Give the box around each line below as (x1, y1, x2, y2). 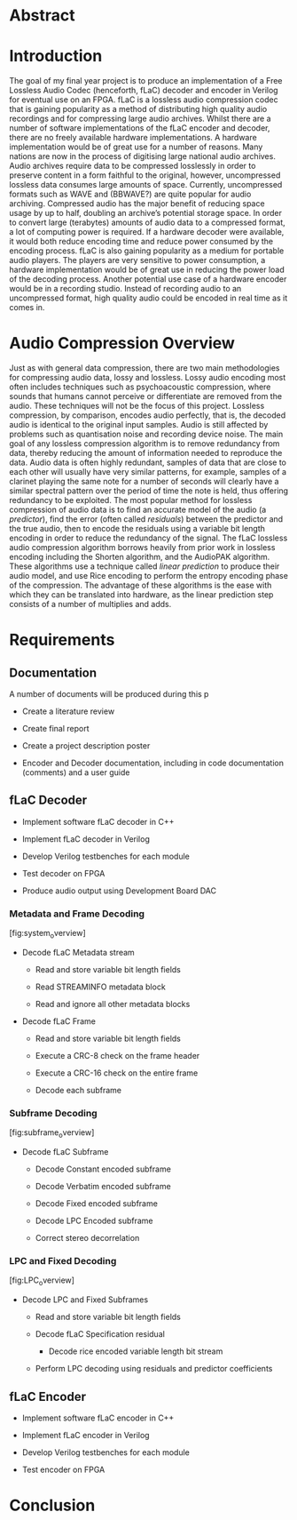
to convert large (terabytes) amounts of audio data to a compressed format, (9, 217, 285, 228)
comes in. (9, 302, 45, 313)
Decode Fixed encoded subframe (35, 1198, 158, 1209)
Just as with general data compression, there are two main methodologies (9, 363, 280, 373)
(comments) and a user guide (21, 767, 130, 778)
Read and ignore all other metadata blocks (35, 998, 191, 1009)
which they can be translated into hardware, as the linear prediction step (9, 589, 274, 600)
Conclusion (9, 1495, 96, 1516)
